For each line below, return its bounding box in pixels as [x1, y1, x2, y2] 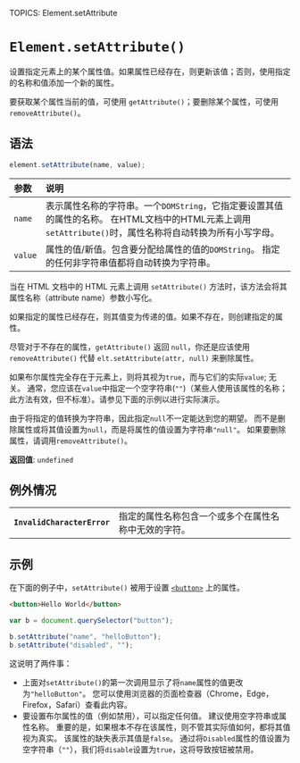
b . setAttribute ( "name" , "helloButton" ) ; [9, 633, 162, 641]
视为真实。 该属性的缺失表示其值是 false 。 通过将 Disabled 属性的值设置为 [21, 733, 290, 743]
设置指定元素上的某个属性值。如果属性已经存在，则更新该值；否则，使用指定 [9, 66, 291, 77]
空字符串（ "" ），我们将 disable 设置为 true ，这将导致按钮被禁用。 [21, 743, 259, 754]
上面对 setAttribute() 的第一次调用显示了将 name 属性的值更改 [21, 676, 244, 687]
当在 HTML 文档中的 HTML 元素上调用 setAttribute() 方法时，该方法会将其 [9, 281, 287, 291]
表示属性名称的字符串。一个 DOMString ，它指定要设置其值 [45, 199, 284, 212]
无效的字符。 [136, 524, 190, 536]
